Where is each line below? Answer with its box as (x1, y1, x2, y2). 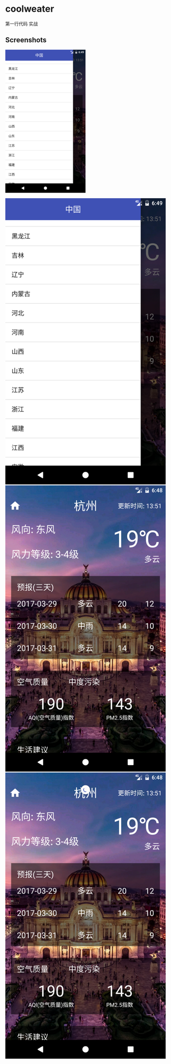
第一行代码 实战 (5, 20, 38, 27)
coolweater (5, 3, 54, 15)
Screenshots (5, 36, 47, 44)
